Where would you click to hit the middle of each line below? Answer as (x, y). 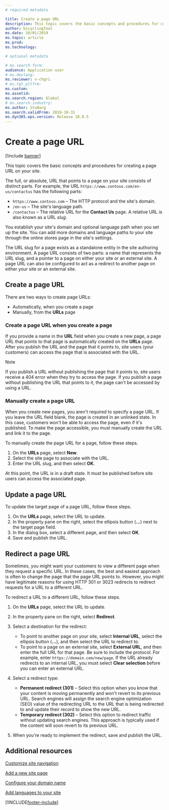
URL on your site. (23, 171)
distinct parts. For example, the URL (42, 186)
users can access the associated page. (46, 479)
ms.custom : (17, 89)
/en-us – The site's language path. (48, 207)
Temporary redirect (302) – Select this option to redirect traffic (86, 715)
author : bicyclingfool (29, 28)
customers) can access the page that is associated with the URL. (72, 352)
